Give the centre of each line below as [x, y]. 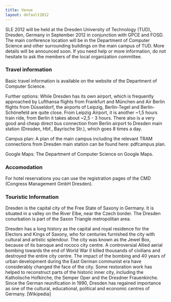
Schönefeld [17, 112]
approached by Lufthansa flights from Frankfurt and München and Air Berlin [85, 101]
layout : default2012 [27, 15]
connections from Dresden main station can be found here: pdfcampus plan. [86, 144]
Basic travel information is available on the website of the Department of [81, 81]
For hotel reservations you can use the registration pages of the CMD [78, 178]
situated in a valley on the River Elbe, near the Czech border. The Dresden [83, 214]
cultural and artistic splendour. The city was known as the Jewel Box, [78, 240]
